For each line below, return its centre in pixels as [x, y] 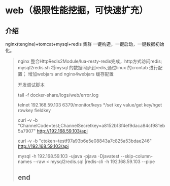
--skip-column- [137, 156]
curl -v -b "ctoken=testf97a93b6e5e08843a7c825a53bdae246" [85, 141]
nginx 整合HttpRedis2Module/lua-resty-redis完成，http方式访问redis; [90, 61]
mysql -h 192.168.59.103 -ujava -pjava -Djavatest [69, 156]
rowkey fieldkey [34, 110]
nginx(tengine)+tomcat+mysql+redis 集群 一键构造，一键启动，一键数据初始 [85, 44]
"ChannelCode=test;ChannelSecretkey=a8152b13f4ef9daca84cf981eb [91, 126]
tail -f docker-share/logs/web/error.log [58, 95]
